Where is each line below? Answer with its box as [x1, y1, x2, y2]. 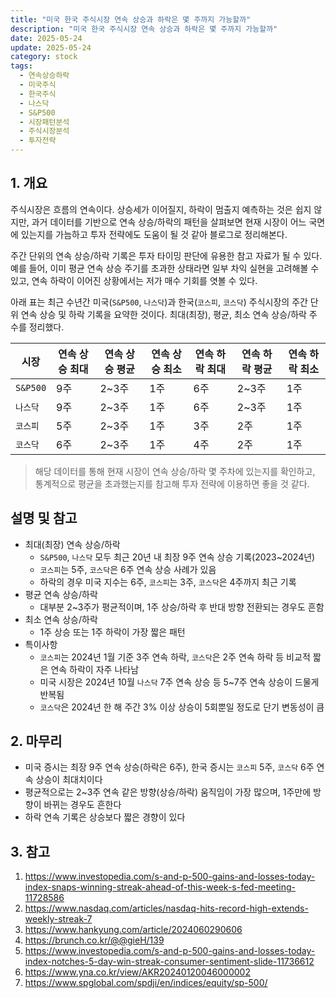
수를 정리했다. [10, 321, 65, 333]
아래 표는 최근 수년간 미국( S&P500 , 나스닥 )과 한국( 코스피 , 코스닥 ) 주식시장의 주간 [10, 296, 308, 308]
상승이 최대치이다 [35, 774, 103, 786]
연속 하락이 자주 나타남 [50, 663, 140, 675]
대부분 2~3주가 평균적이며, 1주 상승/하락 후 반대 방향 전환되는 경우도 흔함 [39, 601, 325, 613]
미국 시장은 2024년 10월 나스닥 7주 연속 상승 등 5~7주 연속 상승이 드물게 [39, 676, 320, 688]
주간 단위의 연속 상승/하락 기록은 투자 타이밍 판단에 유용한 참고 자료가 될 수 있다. [10, 249, 323, 261]
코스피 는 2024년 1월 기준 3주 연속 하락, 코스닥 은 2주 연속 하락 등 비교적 [39, 651, 311, 663]
